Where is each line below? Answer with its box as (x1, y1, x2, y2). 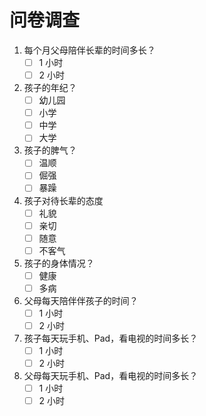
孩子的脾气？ (23, 144, 77, 156)
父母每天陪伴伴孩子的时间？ (23, 294, 139, 306)
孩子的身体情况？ (23, 257, 95, 269)
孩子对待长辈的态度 (23, 194, 104, 206)
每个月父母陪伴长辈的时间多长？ (23, 44, 156, 56)
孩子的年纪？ (23, 82, 77, 94)
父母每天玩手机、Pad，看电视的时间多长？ (23, 370, 199, 382)
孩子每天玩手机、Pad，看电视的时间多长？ (23, 332, 199, 344)
